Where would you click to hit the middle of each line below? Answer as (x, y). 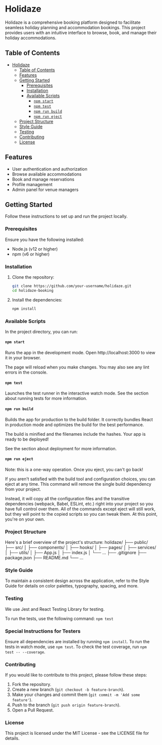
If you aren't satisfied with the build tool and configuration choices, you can (80, 479)
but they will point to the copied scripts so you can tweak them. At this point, (81, 514)
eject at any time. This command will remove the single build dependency (78, 484)
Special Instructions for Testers (43, 631)
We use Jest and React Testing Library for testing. (55, 609)
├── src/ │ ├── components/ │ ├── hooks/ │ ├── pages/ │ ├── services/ (81, 547)
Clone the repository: (33, 277)
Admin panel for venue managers (45, 190)
